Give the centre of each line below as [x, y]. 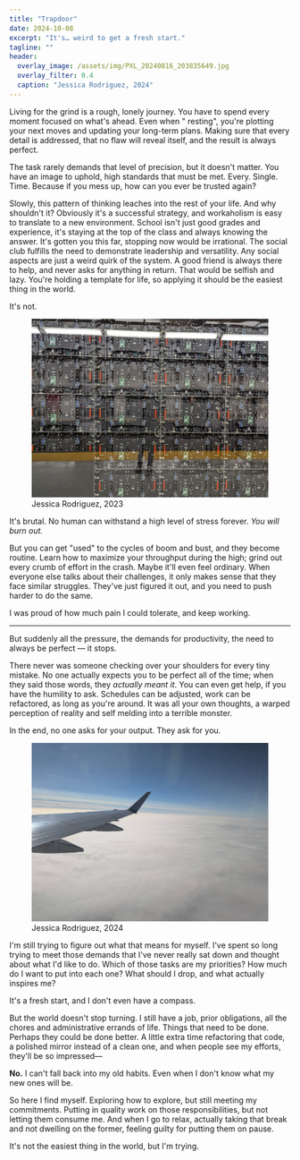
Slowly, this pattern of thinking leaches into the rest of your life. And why [143, 203]
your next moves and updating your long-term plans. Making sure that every [150, 131]
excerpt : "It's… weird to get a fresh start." [97, 38]
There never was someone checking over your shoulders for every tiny [140, 665]
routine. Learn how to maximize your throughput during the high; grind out [146, 557]
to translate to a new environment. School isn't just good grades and [135, 222]
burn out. [26, 530]
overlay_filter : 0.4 [55, 76]
